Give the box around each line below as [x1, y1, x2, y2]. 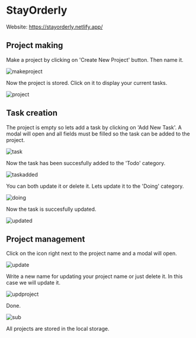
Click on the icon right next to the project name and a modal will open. [6, 250, 178, 257]
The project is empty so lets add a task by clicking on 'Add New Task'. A [6, 124, 182, 131]
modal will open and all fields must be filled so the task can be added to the [6, 130, 191, 137]
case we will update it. [6, 279, 61, 286]
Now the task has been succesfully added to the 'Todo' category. [6, 159, 166, 166]
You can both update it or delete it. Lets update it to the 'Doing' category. [6, 182, 184, 189]
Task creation [6, 108, 58, 118]
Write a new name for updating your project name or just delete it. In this [6, 273, 183, 280]
